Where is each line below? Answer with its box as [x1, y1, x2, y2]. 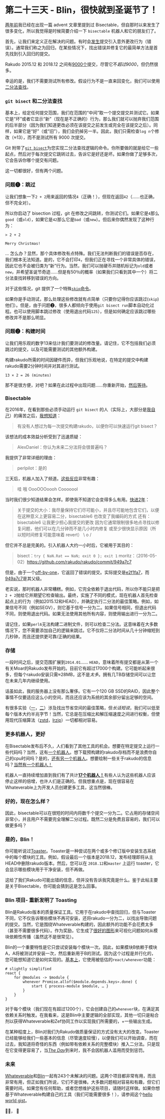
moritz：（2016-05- [118, 553, 157, 559]
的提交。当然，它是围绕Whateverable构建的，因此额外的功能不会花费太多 [5, 921, 154, 927]
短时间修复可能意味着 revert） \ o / [21, 532, 92, 538]
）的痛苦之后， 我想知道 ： [9, 413, 61, 419]
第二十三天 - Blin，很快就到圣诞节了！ [5, 4, 158, 16]
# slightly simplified [5, 966, 52, 971]
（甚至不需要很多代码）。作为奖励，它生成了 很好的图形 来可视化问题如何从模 [5, 927, 158, 933]
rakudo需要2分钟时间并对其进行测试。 [5, 363, 82, 369]
